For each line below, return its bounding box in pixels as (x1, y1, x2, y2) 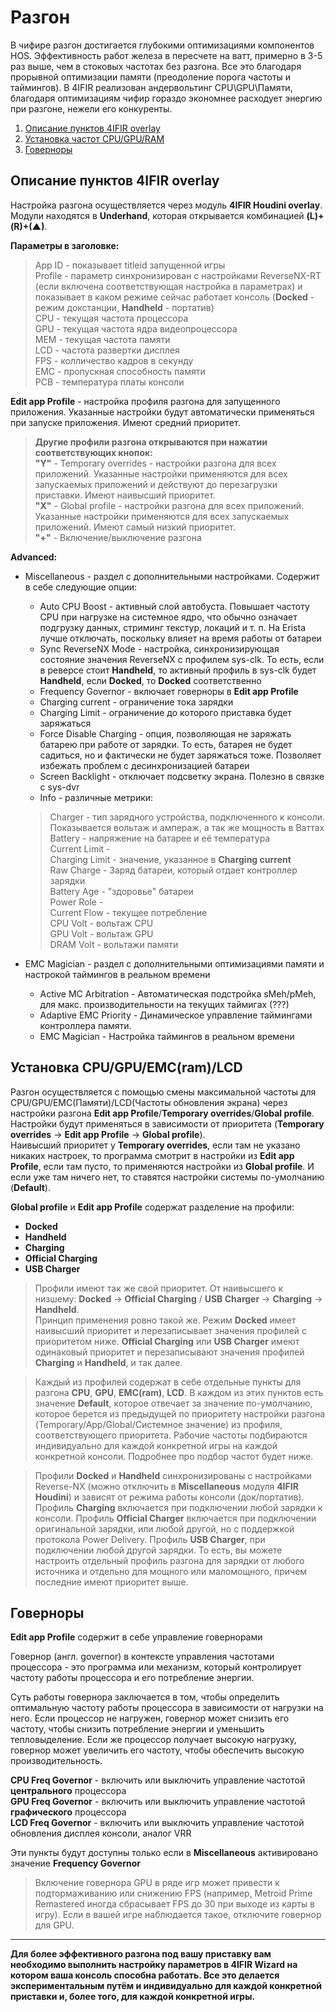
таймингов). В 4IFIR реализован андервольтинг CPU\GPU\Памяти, (10, 81, 293, 93)
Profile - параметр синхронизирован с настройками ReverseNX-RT (34, 269, 322, 281)
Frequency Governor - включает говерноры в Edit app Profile (39, 685, 299, 697)
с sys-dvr (39, 781, 80, 793)
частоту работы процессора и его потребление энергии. (10, 1672, 255, 1684)
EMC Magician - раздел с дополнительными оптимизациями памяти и (24, 957, 325, 970)
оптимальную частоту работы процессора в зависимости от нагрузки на (10, 1702, 324, 1714)
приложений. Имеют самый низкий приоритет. (34, 521, 236, 533)
